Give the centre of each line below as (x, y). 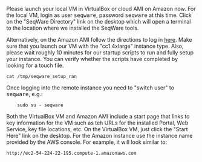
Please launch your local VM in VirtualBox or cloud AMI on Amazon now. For (101, 9)
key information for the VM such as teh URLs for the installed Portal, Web (97, 123)
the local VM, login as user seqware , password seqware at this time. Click (99, 15)
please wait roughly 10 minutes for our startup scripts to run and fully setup (100, 53)
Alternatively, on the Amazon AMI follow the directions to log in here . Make (99, 40)
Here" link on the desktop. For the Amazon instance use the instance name (99, 136)
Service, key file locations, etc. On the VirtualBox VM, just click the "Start (97, 129)
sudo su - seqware (40, 105)
